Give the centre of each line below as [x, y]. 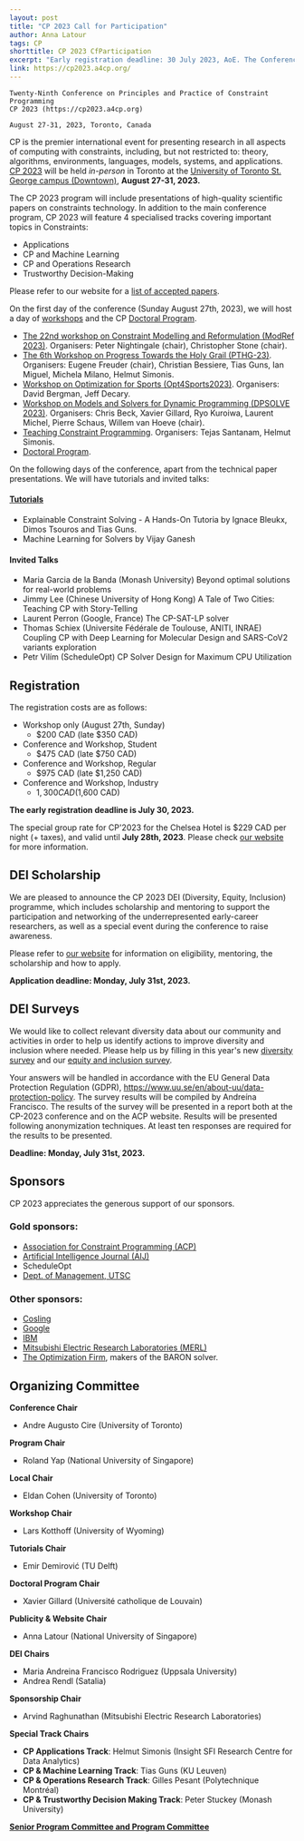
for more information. [49, 847]
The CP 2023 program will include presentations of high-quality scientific [146, 198]
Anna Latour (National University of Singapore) [109, 1636]
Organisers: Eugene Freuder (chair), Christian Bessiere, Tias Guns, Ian [153, 365]
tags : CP [26, 43]
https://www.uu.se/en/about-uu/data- [194, 1087]
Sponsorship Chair [45, 1699]
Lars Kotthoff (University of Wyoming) [93, 1531]
